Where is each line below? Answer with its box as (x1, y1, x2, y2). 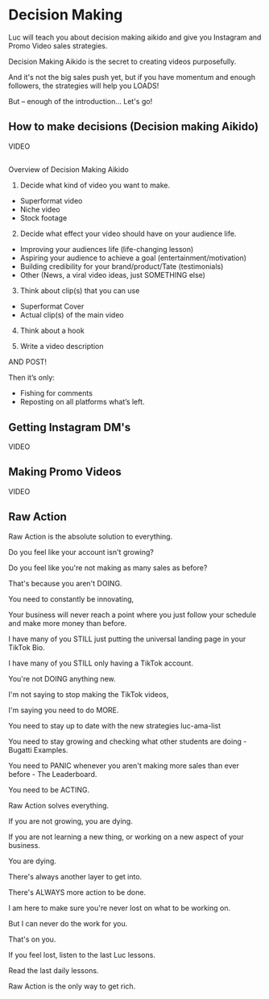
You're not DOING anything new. (8, 674, 116, 683)
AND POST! (8, 357, 47, 367)
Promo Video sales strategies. (8, 40, 108, 50)
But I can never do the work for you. (8, 918, 128, 928)
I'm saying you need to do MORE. (8, 705, 119, 715)
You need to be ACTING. (8, 785, 90, 795)
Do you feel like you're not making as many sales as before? (8, 563, 208, 573)
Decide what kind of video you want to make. (19, 180, 171, 191)
